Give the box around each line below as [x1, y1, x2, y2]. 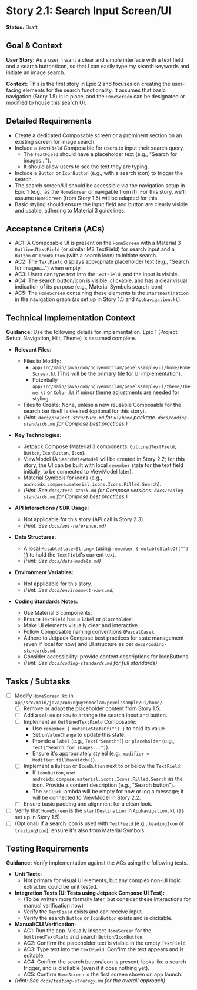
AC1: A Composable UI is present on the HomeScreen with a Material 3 [14, 240, 181, 247]
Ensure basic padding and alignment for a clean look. [23, 800, 153, 807]
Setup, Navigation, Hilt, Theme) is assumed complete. [6, 335, 136, 342]
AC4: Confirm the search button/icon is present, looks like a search [23, 958, 186, 965]
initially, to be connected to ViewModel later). [23, 468, 133, 475]
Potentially [32, 376, 58, 383]
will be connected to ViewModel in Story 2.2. [32, 794, 141, 802]
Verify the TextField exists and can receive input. [23, 908, 143, 915]
